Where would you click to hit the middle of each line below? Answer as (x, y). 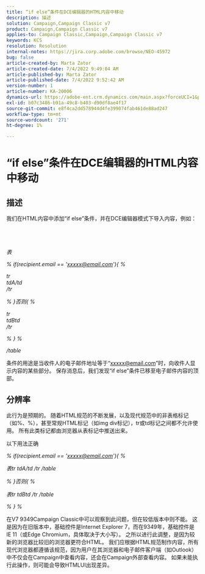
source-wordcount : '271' (38, 120)
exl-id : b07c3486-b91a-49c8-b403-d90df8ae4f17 (67, 103)
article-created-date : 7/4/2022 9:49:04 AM (63, 69)
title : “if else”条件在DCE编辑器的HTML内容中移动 (65, 12)
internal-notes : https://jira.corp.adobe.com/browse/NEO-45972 (88, 52)
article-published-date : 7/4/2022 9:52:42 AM (65, 80)
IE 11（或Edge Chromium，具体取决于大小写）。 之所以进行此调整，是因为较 (101, 534)
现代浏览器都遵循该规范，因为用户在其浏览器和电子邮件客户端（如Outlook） (102, 550)
